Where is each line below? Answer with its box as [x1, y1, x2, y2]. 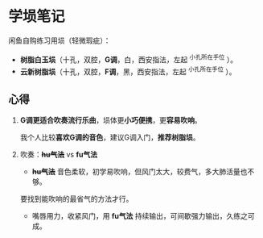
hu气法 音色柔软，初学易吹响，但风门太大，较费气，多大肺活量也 [31, 167, 248, 177]
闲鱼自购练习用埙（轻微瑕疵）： [8, 35, 111, 45]
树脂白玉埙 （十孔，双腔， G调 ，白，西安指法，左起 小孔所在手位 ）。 [19, 53, 238, 65]
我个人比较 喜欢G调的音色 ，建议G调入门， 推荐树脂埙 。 [19, 132, 200, 142]
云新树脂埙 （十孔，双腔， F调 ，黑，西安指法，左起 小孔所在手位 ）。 [19, 65, 236, 77]
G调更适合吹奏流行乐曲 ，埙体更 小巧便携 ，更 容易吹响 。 [19, 115, 203, 125]
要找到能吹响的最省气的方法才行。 [19, 194, 134, 204]
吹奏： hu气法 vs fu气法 [19, 150, 98, 160]
